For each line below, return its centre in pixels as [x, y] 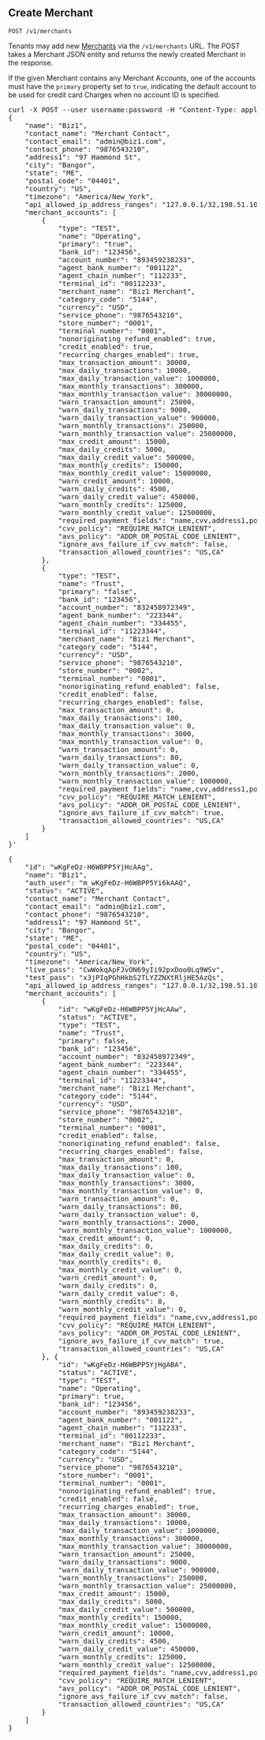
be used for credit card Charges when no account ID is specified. [114, 95]
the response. [31, 62]
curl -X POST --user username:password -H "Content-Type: [123, 109]
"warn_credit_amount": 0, [108, 1278]
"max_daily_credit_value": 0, [116, 1254]
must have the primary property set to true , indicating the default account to [132, 86]
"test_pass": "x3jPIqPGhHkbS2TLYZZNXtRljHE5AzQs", [125, 977]
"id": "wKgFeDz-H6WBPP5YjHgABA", [123, 1364]
